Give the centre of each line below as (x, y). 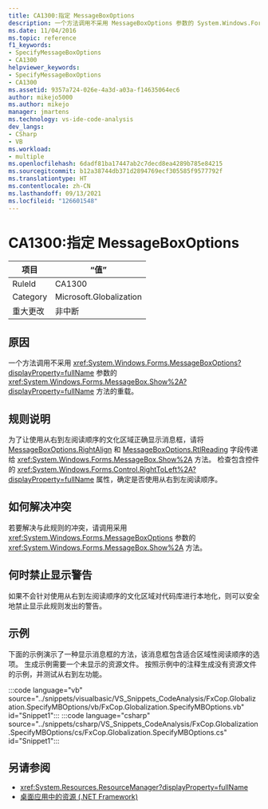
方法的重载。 (116, 391)
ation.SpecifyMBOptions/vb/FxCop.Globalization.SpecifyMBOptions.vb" (126, 707)
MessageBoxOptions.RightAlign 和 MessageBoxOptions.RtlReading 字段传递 (133, 450)
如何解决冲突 (40, 507)
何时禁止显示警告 (50, 575)
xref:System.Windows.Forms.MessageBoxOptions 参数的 (102, 537)
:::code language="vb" (45, 689)
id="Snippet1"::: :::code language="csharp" (79, 715)
